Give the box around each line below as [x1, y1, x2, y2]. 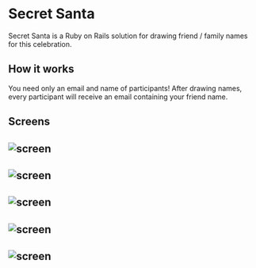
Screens [8, 115, 50, 128]
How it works [8, 63, 75, 76]
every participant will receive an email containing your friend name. [8, 92, 228, 101]
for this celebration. [8, 39, 73, 48]
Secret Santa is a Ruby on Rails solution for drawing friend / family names [8, 31, 248, 40]
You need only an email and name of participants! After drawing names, [8, 83, 243, 93]
